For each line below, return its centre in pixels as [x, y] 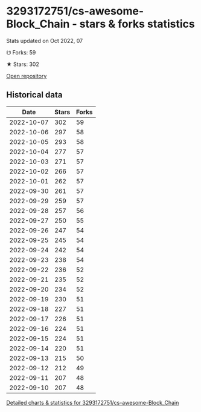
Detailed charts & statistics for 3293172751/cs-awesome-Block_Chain [93, 402]
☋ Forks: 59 [21, 52]
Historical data [34, 95]
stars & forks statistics [137, 24]
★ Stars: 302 [23, 64]
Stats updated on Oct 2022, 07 [45, 41]
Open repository [27, 76]
